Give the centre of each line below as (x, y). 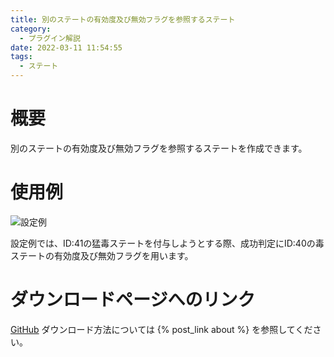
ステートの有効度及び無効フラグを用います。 (102, 255)
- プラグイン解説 (50, 38)
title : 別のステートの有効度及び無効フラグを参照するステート (123, 19)
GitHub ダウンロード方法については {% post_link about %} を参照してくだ (161, 329)
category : (31, 29)
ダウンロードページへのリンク (133, 300)
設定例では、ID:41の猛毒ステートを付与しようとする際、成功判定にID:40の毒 (167, 243)
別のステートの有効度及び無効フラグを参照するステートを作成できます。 (159, 148)
